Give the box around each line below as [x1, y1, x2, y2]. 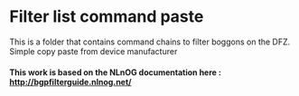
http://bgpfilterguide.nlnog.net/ [9, 76, 133, 87]
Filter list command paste [9, 6, 204, 27]
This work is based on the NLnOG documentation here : [9, 66, 221, 78]
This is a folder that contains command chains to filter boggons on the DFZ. [9, 36, 291, 47]
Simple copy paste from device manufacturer [9, 45, 178, 56]
